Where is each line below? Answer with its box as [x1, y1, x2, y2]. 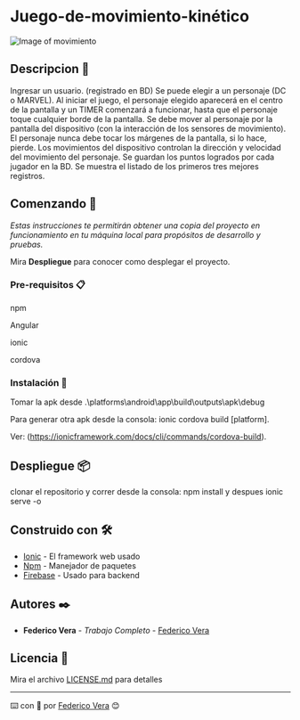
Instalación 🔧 [10, 376, 68, 389]
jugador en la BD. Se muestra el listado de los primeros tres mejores [10, 160, 259, 171]
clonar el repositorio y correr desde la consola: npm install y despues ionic [10, 486, 284, 496]
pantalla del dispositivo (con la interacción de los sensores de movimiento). [10, 123, 287, 134]
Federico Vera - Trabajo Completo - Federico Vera [22, 625, 210, 635]
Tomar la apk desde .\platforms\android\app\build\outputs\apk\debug [10, 397, 265, 407]
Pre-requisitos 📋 [10, 279, 85, 291]
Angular [10, 319, 39, 331]
